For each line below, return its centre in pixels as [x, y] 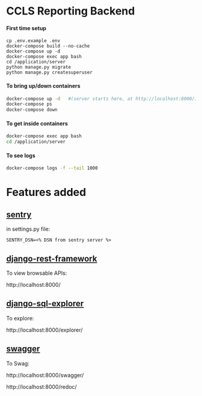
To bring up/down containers [43, 86]
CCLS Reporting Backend [71, 11]
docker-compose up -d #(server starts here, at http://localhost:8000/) [102, 99]
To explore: [20, 318]
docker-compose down [32, 110]
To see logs [21, 156]
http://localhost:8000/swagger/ [45, 375]
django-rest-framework [52, 258]
